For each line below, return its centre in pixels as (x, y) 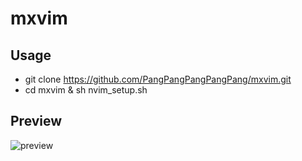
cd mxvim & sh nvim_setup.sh (86, 90)
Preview (36, 121)
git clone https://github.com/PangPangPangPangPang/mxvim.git (158, 79)
